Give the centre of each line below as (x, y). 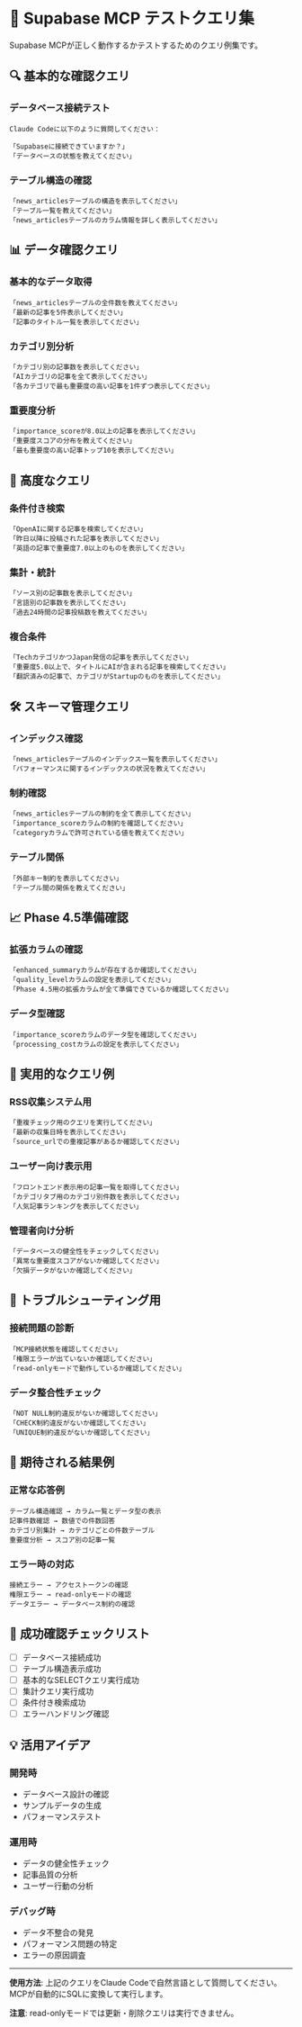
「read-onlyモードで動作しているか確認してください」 (98, 1368)
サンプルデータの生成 (62, 1805)
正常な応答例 (37, 1491)
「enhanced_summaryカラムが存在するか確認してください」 (105, 970)
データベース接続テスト (60, 108)
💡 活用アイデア (50, 1745)
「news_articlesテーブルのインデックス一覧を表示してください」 (115, 760)
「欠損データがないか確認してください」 (73, 1271)
